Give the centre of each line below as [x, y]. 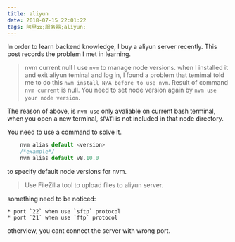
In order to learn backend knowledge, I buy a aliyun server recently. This [112, 47]
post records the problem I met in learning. [69, 54]
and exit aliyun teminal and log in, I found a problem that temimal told [124, 75]
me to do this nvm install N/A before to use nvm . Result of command [126, 83]
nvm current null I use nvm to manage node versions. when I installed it [126, 68]
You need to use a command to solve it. [64, 132]
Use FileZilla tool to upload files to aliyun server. [94, 185]
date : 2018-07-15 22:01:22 [47, 20]
